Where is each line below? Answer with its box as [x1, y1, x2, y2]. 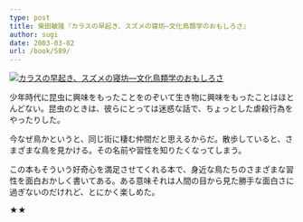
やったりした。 [9, 115, 65, 125]
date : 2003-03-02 [9, 38, 75, 48]
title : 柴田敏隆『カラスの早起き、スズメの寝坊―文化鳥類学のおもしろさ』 [9, 22, 251, 31]
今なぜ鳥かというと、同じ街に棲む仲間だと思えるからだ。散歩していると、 [9, 134, 286, 144]
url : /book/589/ [9, 47, 71, 56]
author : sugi [9, 30, 59, 39]
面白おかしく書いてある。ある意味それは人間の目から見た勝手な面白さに [24, 175, 295, 186]
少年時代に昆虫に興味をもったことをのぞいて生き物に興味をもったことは [9, 92, 279, 103]
